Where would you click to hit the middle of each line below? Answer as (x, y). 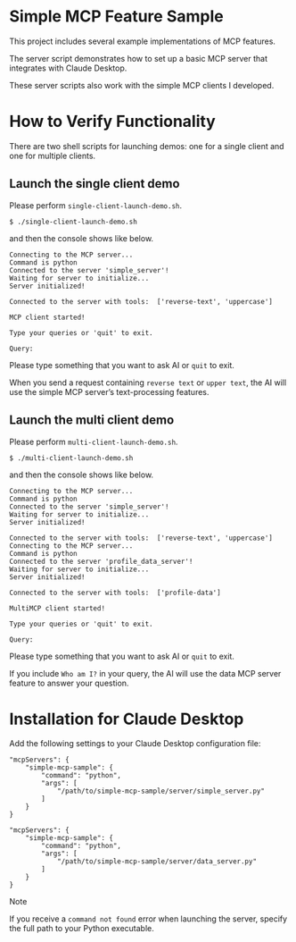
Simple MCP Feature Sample (117, 17)
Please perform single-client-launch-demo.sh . (96, 205)
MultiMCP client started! (57, 608)
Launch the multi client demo (92, 421)
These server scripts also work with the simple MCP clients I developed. (142, 85)
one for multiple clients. (53, 156)
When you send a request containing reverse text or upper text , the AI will (148, 383)
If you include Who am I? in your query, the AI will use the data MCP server (145, 673)
